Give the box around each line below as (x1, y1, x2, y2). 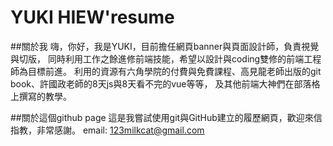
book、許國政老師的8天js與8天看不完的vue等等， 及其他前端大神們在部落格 (10, 77, 321, 90)
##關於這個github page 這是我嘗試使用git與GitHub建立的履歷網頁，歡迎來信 (10, 111, 323, 123)
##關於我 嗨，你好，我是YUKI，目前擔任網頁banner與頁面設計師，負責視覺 (10, 40, 320, 52)
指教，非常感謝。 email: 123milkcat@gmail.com (10, 124, 205, 136)
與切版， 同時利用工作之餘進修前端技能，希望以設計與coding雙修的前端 (10, 52, 305, 65)
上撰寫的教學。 (10, 90, 72, 102)
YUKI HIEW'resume (10, 6, 175, 29)
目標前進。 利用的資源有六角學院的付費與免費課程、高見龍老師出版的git (27, 65, 322, 77)
